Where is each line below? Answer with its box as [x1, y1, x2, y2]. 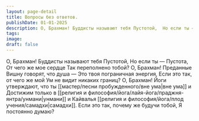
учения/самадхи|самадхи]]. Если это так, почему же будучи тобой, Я [6, 102, 182, 109]
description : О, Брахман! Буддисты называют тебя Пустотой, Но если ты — [6, 25, 195, 31]
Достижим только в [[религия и [6, 89, 87, 96]
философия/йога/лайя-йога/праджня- [88, 89, 184, 96]
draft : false [6, 42, 38, 48]
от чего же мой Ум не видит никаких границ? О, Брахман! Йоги [6, 76, 167, 83]
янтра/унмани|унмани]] [6, 95, 66, 102]
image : [6, 36, 23, 42]
